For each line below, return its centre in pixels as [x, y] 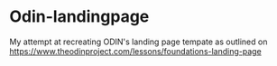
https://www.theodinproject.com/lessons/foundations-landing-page [135, 51]
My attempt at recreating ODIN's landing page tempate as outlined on [138, 42]
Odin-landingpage [79, 17]
